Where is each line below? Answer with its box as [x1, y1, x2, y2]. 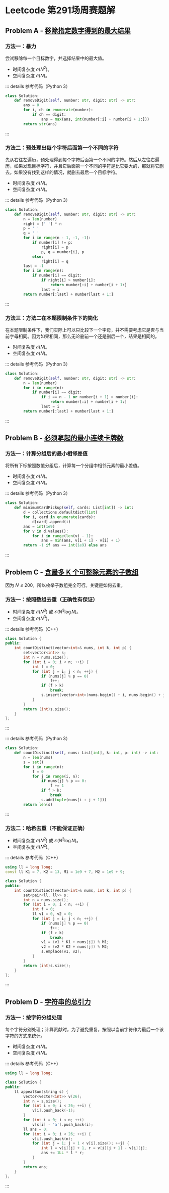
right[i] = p [41, 245, 69, 250]
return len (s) [23, 802, 53, 807]
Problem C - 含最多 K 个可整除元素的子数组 [5, 568, 139, 576]
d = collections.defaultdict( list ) [23, 510, 98, 515]
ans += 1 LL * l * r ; [41, 1151, 84, 1156]
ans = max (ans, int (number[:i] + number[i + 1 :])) [41, 117, 150, 122]
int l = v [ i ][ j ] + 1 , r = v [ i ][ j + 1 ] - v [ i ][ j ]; [41, 1145, 147, 1151]
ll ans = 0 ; [23, 1127, 49, 1132]
